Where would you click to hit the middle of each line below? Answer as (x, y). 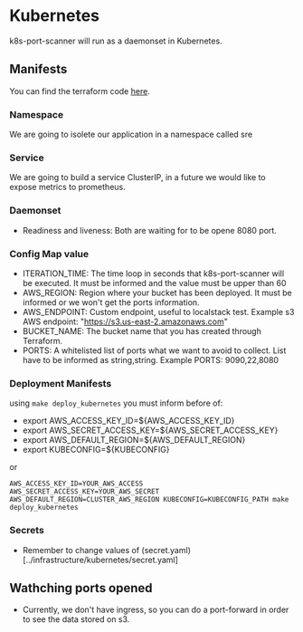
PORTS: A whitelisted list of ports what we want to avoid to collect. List (154, 350)
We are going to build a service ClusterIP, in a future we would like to (137, 177)
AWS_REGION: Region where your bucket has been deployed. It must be (157, 292)
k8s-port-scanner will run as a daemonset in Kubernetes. (116, 41)
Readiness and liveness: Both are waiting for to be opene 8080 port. (150, 230)
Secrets (27, 531)
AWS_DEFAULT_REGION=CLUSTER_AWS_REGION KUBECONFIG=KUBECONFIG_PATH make (149, 500)
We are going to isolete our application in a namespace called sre (131, 134)
